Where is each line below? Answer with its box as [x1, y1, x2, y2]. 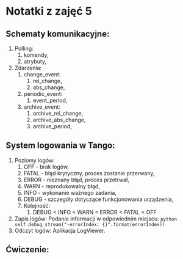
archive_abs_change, [32, 116, 86, 123]
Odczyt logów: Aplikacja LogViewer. [14, 227, 106, 234]
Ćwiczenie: [5, 244, 49, 255]
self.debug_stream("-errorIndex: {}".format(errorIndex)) [14, 221, 165, 227]
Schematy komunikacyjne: [5, 29, 110, 39]
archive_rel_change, [32, 110, 84, 117]
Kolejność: [23, 202, 50, 209]
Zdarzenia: [14, 64, 42, 71]
